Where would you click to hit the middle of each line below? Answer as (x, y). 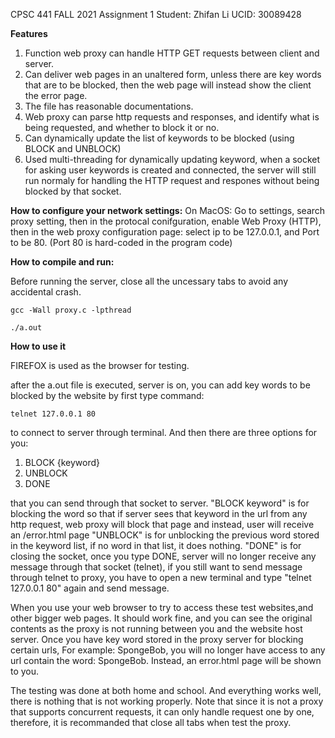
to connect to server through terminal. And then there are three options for (164, 432)
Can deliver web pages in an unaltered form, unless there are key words (173, 74)
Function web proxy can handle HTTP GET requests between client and (172, 53)
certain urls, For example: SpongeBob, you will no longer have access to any (168, 650)
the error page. (56, 95)
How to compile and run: (62, 262)
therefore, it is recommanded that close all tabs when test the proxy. (151, 722)
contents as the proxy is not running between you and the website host (156, 628)
